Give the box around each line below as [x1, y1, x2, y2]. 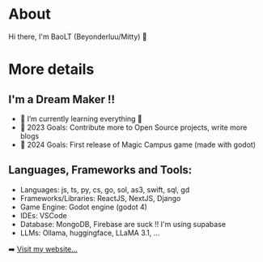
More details [8, 60, 95, 79]
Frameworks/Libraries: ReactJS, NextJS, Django [19, 193, 181, 203]
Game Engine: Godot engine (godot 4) [19, 202, 148, 212]
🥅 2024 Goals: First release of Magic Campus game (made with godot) [19, 140, 257, 149]
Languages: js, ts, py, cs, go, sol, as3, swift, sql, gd [19, 184, 190, 195]
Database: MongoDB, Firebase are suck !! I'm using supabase [19, 219, 227, 229]
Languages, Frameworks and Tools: [8, 163, 193, 177]
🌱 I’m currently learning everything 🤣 [19, 114, 143, 123]
